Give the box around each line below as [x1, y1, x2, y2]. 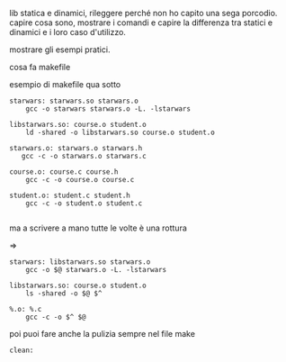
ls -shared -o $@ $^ [25, 289, 103, 298]
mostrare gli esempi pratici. [9, 44, 111, 55]
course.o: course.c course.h [9, 167, 119, 176]
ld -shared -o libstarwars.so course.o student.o [25, 128, 216, 137]
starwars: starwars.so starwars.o [9, 96, 139, 105]
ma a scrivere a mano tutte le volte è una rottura [9, 222, 187, 233]
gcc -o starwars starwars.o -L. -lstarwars [25, 104, 192, 113]
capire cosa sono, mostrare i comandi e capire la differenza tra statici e [9, 17, 273, 28]
